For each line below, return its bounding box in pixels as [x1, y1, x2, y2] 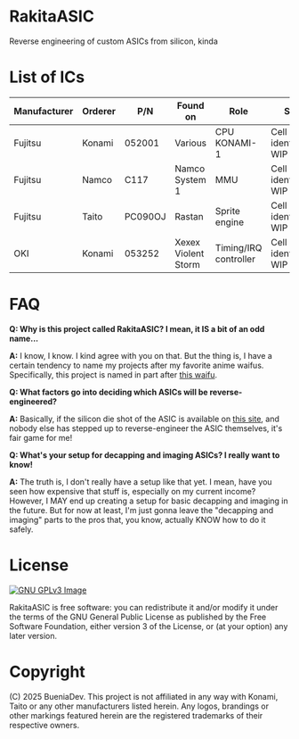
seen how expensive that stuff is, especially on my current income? [9, 486, 256, 496]
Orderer [81, 104, 117, 117]
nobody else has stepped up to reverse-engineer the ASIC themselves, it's [9, 422, 283, 434]
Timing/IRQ [214, 241, 263, 253]
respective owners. [9, 719, 80, 730]
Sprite [214, 204, 240, 217]
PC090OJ [124, 210, 166, 222]
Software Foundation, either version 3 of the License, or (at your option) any [9, 620, 288, 631]
